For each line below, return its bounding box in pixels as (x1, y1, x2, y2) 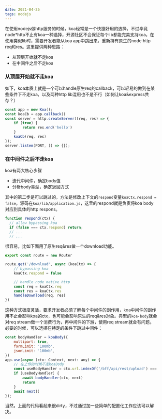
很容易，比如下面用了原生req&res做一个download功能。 (5, 243, 117, 249)
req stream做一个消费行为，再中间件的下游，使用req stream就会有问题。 (9, 319, 154, 325)
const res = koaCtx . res (14, 289, 62, 293)
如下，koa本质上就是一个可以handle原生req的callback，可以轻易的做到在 (5, 85, 151, 91)
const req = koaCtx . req (14, 284, 62, 289)
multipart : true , (14, 339, 49, 344)
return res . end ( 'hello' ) (22, 125, 73, 130)
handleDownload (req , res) (14, 293, 66, 298)
